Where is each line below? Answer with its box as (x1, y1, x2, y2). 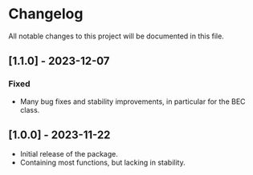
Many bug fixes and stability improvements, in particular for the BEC (19, 97, 247, 106)
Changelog (8, 5, 84, 23)
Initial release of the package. (19, 149, 118, 159)
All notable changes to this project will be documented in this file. (8, 31, 225, 41)
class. (19, 105, 40, 114)
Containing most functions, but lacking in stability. (19, 157, 186, 168)
